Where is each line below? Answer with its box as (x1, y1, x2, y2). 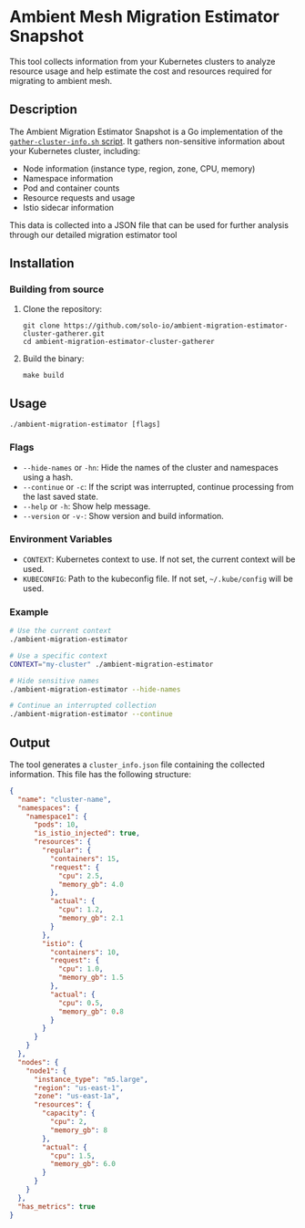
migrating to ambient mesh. (9, 75, 113, 86)
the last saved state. (22, 491, 98, 502)
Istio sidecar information (22, 202, 115, 213)
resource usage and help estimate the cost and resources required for (9, 66, 273, 77)
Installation (9, 255, 75, 271)
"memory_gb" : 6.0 (49, 1160, 117, 1169)
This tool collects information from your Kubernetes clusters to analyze (9, 56, 276, 67)
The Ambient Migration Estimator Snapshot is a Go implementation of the (9, 126, 284, 137)
